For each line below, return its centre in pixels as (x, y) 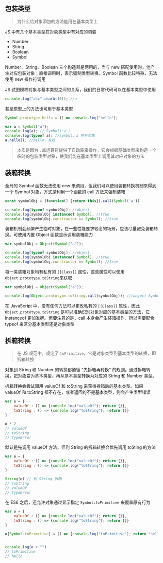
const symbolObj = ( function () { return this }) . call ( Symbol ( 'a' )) (72, 201)
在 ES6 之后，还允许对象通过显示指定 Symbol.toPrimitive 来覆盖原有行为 (78, 502)
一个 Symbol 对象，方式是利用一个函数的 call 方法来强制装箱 (65, 192)
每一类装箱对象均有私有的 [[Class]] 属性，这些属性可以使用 (65, 272)
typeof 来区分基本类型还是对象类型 (40, 324)
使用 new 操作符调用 (25, 79)
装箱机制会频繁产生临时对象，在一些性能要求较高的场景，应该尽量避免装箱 (79, 229)
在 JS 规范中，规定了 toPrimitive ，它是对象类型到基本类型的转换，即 (86, 353)
